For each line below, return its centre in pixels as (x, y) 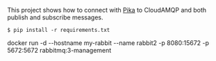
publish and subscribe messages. (55, 17)
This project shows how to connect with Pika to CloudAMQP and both (107, 10)
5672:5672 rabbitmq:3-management (59, 50)
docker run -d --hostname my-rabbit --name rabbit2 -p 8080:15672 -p (108, 43)
